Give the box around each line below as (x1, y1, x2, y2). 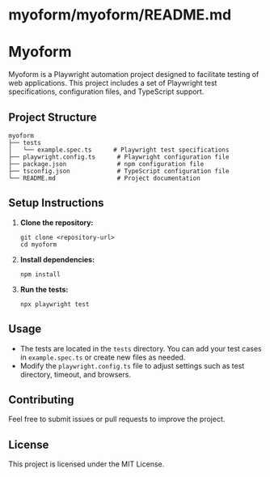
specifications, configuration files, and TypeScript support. (8, 87, 205, 96)
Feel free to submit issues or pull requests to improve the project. (8, 415, 226, 424)
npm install (19, 270, 61, 279)
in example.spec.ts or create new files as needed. (19, 352, 186, 362)
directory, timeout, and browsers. (19, 369, 132, 379)
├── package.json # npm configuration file (8, 160, 205, 168)
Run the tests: (19, 284, 69, 294)
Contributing (8, 393, 74, 407)
